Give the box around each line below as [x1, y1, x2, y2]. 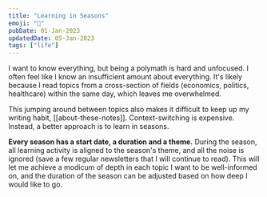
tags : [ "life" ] [8, 42, 59, 50]
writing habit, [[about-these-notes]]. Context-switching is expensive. [8, 113, 235, 123]
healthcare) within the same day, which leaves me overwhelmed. [8, 89, 222, 98]
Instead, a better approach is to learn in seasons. [8, 122, 169, 131]
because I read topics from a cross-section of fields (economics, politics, [8, 81, 249, 90]
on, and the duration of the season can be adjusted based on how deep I [8, 171, 248, 181]
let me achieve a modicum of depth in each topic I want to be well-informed [8, 163, 257, 172]
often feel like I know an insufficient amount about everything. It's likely [8, 72, 242, 82]
